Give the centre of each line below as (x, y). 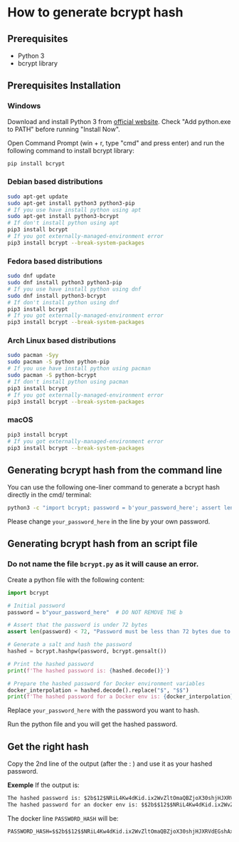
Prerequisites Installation (64, 86)
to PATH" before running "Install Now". (64, 129)
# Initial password (36, 605)
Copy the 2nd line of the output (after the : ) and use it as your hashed (110, 764)
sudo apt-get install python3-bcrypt (63, 217)
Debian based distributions (55, 182)
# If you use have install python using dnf (74, 289)
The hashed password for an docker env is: (73, 805)
